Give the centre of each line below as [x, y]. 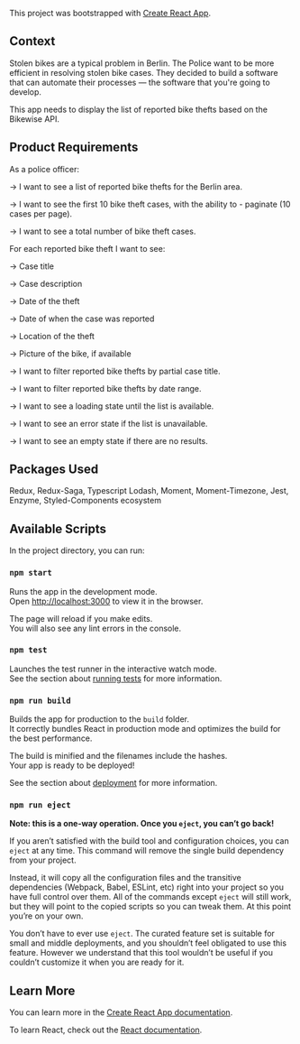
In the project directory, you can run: [77, 550]
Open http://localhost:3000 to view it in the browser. [106, 601]
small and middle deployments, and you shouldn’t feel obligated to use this [148, 943]
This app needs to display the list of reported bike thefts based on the [139, 109]
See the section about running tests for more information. [116, 678]
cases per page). [41, 213]
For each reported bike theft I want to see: [87, 248]
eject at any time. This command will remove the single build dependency [147, 851]
